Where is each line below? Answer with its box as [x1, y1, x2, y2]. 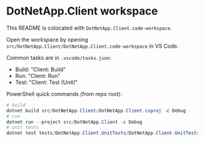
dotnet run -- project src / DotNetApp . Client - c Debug [6, 119, 143, 125]
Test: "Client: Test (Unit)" [15, 79, 78, 86]
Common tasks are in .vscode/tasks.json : [6, 54, 112, 61]
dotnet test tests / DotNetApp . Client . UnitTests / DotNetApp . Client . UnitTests [6, 130, 200, 137]
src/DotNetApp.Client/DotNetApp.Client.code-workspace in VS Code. [6, 42, 179, 50]
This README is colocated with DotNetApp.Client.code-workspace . [6, 24, 172, 31]
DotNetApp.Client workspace [6, 4, 158, 18]
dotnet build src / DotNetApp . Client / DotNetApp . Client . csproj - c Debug [6, 108, 186, 114]
